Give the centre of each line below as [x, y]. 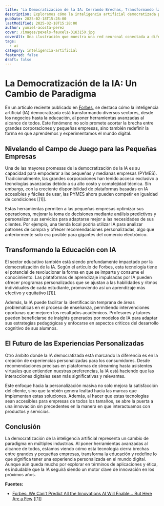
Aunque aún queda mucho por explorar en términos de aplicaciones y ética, [81, 465]
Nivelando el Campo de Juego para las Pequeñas [81, 149]
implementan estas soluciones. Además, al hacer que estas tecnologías [77, 396]
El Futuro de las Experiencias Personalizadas [74, 344]
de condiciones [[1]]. [26, 199]
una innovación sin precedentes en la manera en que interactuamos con [78, 406]
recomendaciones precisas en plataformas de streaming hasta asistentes [79, 365]
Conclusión [23, 427]
